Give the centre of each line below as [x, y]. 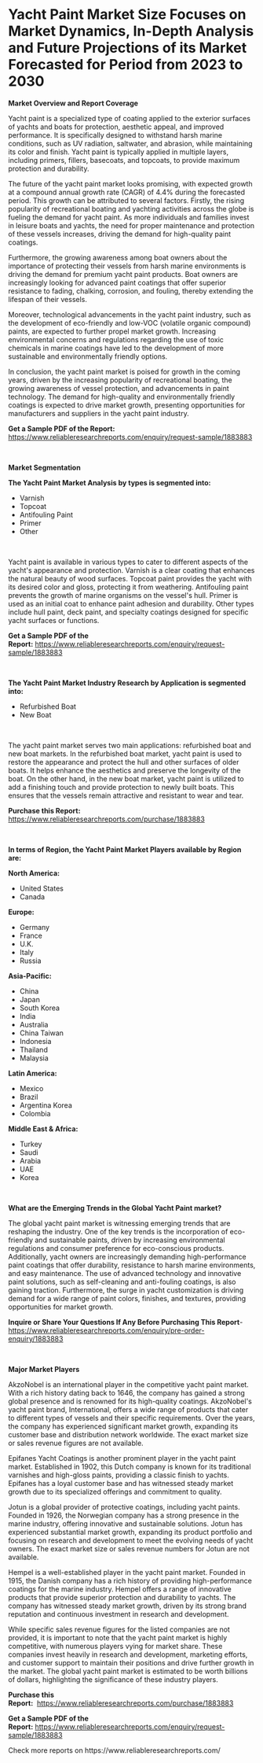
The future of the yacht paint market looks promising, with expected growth [130, 183]
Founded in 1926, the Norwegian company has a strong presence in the [124, 1515]
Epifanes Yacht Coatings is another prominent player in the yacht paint [122, 1458]
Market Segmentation [44, 467]
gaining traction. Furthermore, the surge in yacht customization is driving [126, 1290]
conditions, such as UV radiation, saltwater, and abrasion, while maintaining [130, 143]
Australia [34, 1024]
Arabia [30, 1160]
